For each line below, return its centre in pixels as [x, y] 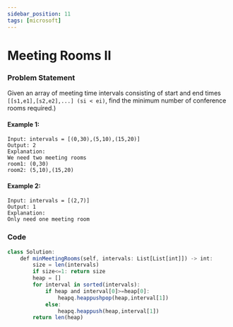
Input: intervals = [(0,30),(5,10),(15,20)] [74, 139]
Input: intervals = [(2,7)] [49, 201]
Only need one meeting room [49, 219]
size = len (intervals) [66, 265]
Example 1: [24, 124]
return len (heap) [58, 318]
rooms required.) [32, 108]
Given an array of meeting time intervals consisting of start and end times [114, 93]
